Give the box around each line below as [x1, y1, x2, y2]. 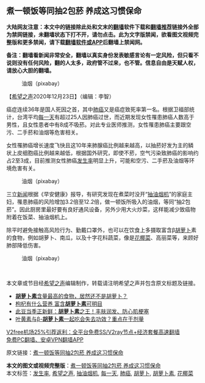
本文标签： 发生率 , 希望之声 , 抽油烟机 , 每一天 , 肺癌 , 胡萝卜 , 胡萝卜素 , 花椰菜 [6, 369, 193, 377]
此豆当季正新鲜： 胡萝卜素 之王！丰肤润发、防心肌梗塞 [15, 307, 149, 315]
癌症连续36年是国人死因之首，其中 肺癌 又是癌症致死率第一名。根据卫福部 [6, 106, 190, 113]
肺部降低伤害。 [6, 241, 44, 249]
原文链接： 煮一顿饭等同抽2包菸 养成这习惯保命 [6, 349, 124, 356]
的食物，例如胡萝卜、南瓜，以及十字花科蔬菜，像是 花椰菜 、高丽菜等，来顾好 [6, 234, 199, 241]
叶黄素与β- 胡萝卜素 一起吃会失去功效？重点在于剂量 [15, 315, 145, 323]
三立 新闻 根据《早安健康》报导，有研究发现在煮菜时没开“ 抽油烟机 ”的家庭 [6, 190, 188, 197]
